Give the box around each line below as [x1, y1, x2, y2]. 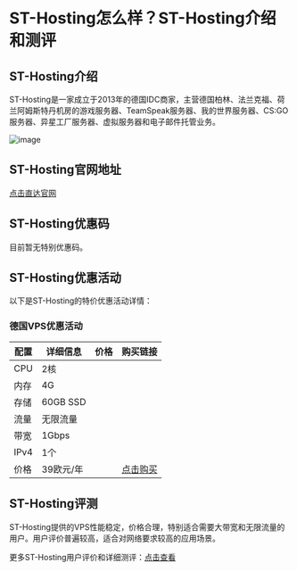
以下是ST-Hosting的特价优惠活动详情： [9, 295, 153, 306]
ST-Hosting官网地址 [9, 162, 122, 178]
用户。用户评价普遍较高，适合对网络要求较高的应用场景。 [9, 533, 220, 543]
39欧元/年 [41, 463, 84, 476]
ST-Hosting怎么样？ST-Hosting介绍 [9, 8, 276, 29]
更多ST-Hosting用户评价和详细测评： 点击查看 [9, 551, 177, 562]
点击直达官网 [9, 187, 56, 198]
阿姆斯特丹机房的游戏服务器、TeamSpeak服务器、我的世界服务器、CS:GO [16, 105, 289, 116]
